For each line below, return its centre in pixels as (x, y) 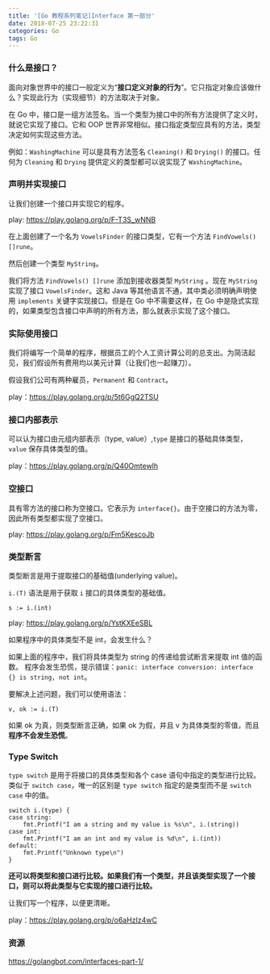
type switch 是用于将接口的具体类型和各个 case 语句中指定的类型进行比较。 (135, 775)
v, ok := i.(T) (34, 710)
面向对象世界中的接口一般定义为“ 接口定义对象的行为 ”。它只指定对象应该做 (132, 87)
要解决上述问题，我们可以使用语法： (69, 694)
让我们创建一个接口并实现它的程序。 (69, 203)
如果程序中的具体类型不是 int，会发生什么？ (81, 640)
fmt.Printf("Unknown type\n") (74, 853)
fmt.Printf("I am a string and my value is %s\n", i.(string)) (131, 825)
